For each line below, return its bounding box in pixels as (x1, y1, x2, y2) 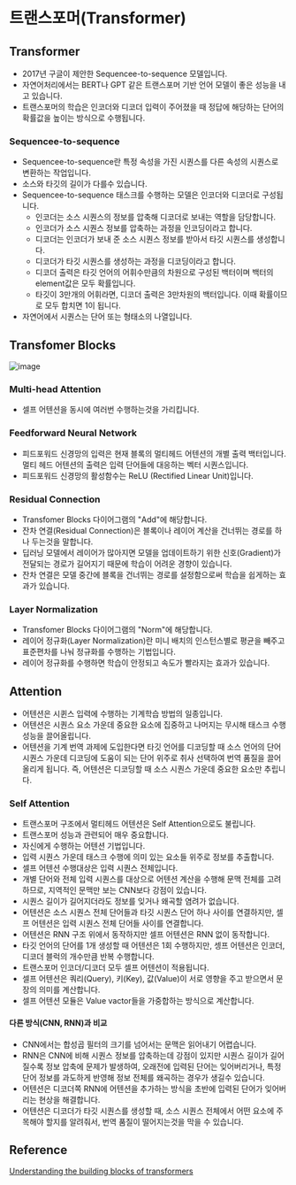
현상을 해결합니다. (38, 1094, 101, 1104)
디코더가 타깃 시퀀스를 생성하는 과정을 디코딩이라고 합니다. (34, 256, 237, 266)
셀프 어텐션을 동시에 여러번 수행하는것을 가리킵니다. (21, 404, 200, 415)
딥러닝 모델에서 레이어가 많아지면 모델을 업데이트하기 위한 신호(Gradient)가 (21, 548, 281, 558)
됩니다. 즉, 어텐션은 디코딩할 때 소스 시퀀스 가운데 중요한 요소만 (45, 764, 262, 774)
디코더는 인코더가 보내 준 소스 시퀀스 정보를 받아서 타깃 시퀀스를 (34, 234, 254, 244)
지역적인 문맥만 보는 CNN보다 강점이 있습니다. (48, 885, 208, 896)
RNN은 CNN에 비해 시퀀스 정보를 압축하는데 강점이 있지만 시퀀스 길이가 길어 (21, 1050, 285, 1060)
